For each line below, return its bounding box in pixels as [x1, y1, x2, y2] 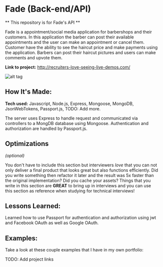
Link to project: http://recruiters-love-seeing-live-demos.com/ [5, 64, 130, 70]
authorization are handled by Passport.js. [5, 125, 88, 131]
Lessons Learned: [5, 202, 61, 210]
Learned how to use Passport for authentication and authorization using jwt [5, 215, 157, 221]
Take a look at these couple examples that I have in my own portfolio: [5, 247, 144, 253]
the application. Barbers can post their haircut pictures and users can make [5, 50, 156, 55]
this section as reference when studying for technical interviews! [5, 188, 135, 194]
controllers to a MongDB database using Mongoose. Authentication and [5, 120, 149, 126]
